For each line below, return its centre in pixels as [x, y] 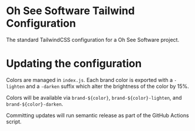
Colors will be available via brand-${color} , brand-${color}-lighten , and [94, 97]
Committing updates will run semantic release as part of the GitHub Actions [98, 115]
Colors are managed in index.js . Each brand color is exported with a [90, 80]
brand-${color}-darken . [35, 104]
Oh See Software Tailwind [70, 11]
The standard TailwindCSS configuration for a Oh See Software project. [93, 40]
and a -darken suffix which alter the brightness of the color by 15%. [108, 86]
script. [14, 122]
